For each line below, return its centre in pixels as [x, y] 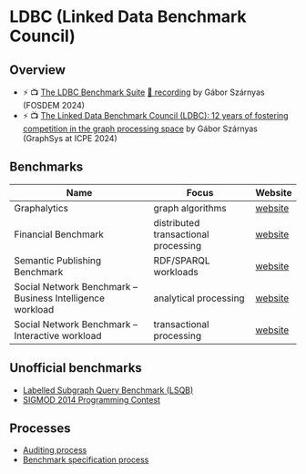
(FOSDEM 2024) [53, 105]
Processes [40, 429]
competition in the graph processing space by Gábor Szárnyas [140, 129]
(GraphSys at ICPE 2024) [70, 138]
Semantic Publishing [58, 260]
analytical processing [199, 298]
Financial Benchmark [59, 234]
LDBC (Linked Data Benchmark [128, 17]
